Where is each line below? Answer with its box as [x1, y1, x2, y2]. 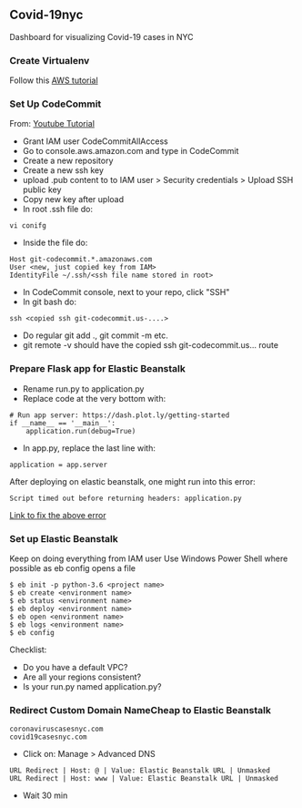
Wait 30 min [22, 790, 68, 801]
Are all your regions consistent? [22, 671, 142, 682]
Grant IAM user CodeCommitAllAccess [22, 136, 168, 147]
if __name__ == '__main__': [9, 418, 116, 427]
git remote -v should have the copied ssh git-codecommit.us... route [22, 340, 279, 351]
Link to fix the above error [9, 509, 106, 520]
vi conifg [9, 221, 47, 230]
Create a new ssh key [22, 165, 105, 176]
